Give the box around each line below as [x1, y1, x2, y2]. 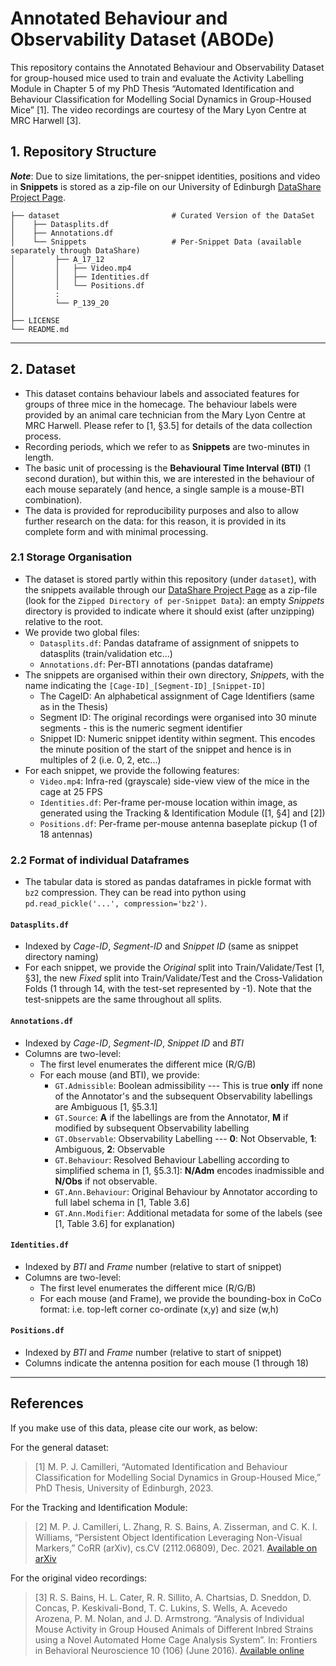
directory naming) [24, 951, 99, 963]
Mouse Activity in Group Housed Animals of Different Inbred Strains [34, 1623, 314, 1635]
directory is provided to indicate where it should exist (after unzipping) [24, 605, 315, 617]
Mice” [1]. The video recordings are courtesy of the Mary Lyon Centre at [10, 103, 307, 116]
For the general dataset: [10, 1441, 110, 1453]
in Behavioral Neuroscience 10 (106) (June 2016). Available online [34, 1644, 305, 1656]
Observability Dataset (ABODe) [10, 28, 275, 51]
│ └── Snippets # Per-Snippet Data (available [10, 237, 302, 247]
